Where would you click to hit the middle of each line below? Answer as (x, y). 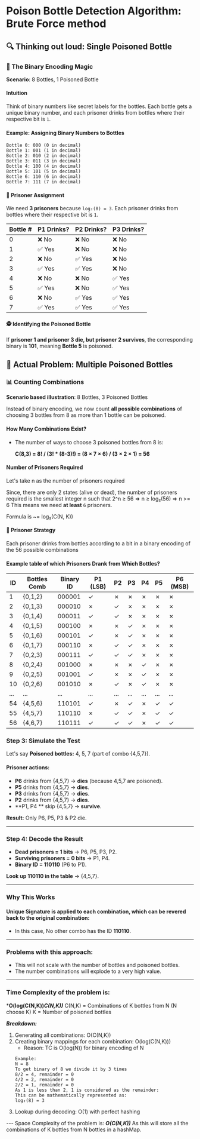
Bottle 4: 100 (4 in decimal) (44, 166)
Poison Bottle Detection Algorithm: (94, 11)
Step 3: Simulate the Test (43, 741)
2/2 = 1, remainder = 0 (44, 1085)
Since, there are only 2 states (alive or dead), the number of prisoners (92, 492)
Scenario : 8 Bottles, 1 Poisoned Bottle (53, 79)
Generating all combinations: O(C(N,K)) (63, 1035)
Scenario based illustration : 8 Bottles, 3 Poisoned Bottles (77, 397)
